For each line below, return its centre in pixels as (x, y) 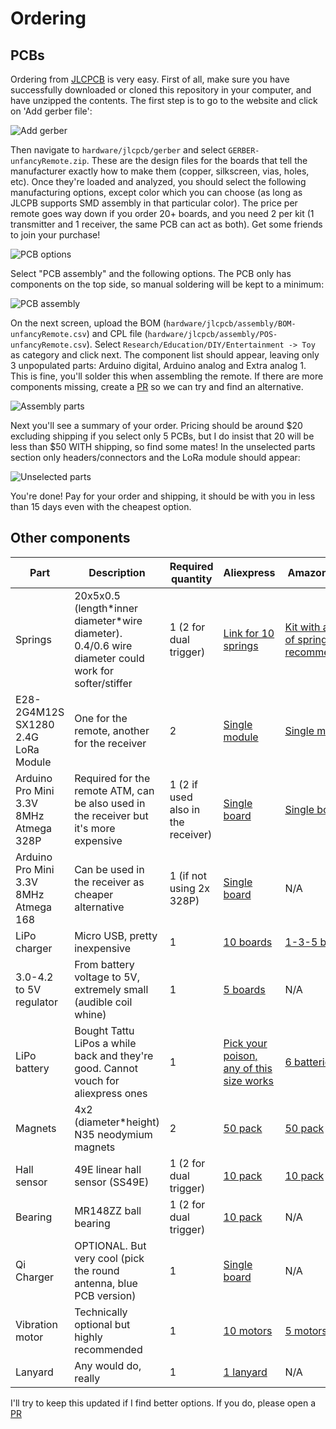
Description (117, 572)
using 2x (190, 888)
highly (88, 1337)
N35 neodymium (113, 1134)
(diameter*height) (117, 1122)
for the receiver (110, 743)
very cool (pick (109, 1258)
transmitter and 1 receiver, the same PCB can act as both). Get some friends (166, 224)
